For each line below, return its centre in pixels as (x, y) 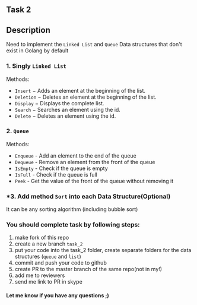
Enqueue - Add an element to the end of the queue (75, 155)
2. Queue (18, 131)
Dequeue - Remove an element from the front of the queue (85, 162)
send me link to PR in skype (49, 282)
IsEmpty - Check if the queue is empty (61, 168)
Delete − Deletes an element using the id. (65, 116)
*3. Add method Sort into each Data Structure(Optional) (88, 196)
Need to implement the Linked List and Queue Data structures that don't (94, 45)
